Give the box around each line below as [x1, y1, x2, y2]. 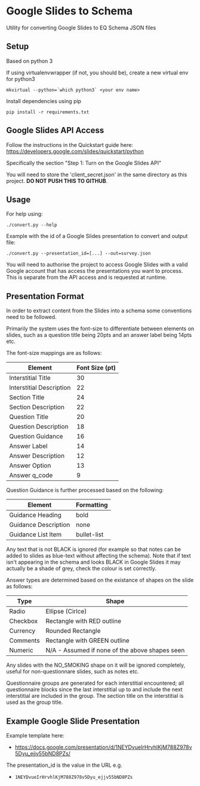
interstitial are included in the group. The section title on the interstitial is [6, 692, 184, 700]
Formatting [75, 501, 108, 509]
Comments [9, 637, 40, 645]
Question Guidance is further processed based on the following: [6, 487, 164, 494]
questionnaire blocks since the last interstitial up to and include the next [6, 686, 183, 693]
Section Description [9, 403, 64, 411]
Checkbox [9, 617, 38, 625]
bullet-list [75, 531, 104, 539]
